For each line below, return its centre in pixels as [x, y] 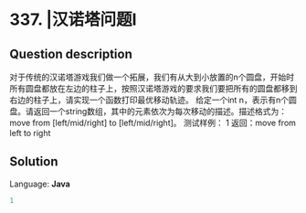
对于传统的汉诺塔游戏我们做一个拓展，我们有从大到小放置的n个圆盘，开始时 [152, 77]
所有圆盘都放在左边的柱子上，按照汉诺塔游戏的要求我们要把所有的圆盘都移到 [153, 88]
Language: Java [40, 184]
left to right [30, 133]
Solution [34, 162]
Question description [71, 53]
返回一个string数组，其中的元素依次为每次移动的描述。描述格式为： [160, 111]
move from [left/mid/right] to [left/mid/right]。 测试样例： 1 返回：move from [153, 122]
